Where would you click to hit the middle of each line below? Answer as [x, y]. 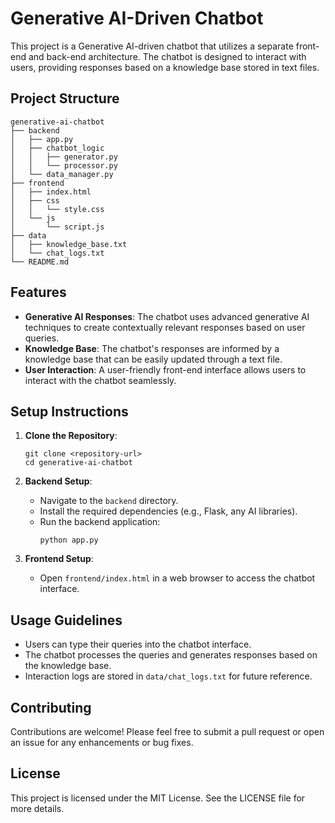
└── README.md [40, 262]
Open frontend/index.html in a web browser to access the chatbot [177, 578]
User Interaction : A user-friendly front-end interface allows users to [165, 369]
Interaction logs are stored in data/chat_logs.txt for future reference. [168, 676]
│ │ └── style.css [57, 209]
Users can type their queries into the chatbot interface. [138, 644]
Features [38, 292]
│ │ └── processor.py [64, 165]
